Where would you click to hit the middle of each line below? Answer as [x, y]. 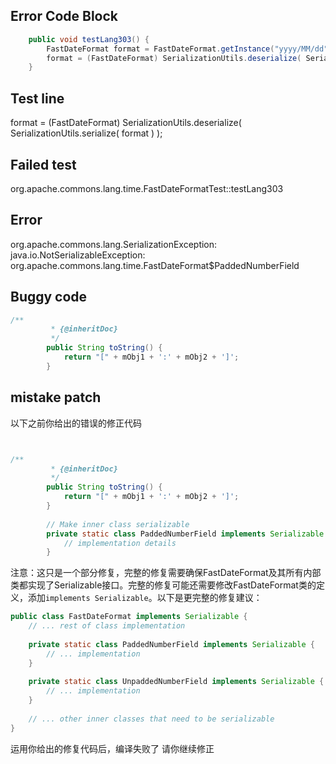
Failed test [43, 164]
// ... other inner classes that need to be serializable [151, 719]
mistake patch [56, 397]
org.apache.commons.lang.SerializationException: [114, 244]
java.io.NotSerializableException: [78, 255]
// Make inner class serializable [118, 524]
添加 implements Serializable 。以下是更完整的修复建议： [145, 598]
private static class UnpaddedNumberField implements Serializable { [176, 682]
